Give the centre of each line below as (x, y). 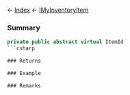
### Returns (24, 61)
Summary (24, 28)
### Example (24, 73)
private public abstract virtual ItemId (66, 42)
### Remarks (24, 85)
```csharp (21, 49)
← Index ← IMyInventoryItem (48, 10)
